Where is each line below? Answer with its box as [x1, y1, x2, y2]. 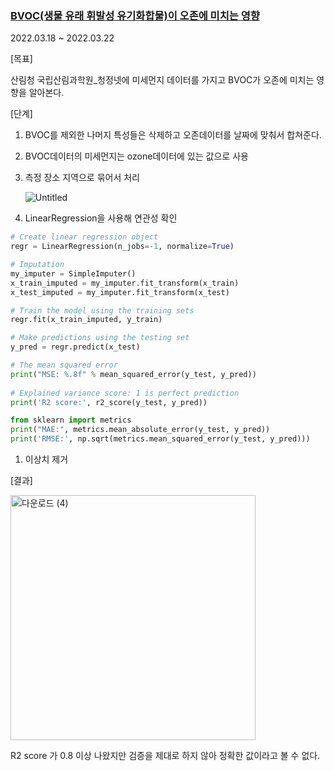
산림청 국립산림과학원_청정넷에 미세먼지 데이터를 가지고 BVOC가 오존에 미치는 [10, 74, 315, 86]
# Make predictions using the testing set [10, 333, 190, 343]
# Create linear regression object [10, 232, 159, 242]
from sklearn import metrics [10, 415, 132, 426]
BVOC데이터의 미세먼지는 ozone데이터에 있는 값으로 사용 [24, 150, 249, 162]
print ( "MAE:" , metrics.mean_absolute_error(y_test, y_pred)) [10, 425, 271, 435]
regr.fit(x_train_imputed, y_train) [10, 315, 163, 325]
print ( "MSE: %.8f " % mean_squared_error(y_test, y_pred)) [10, 369, 257, 379]
